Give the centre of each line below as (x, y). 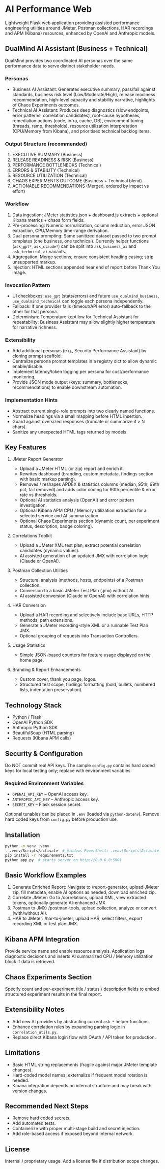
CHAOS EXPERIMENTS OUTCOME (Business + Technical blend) (77, 181)
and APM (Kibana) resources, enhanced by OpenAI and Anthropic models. (80, 33)
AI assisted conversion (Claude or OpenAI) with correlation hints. (85, 596)
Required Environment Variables (44, 783)
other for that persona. (35, 311)
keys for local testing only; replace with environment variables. (68, 770)
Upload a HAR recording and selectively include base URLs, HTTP (86, 615)
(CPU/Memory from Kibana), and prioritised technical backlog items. (82, 131)
